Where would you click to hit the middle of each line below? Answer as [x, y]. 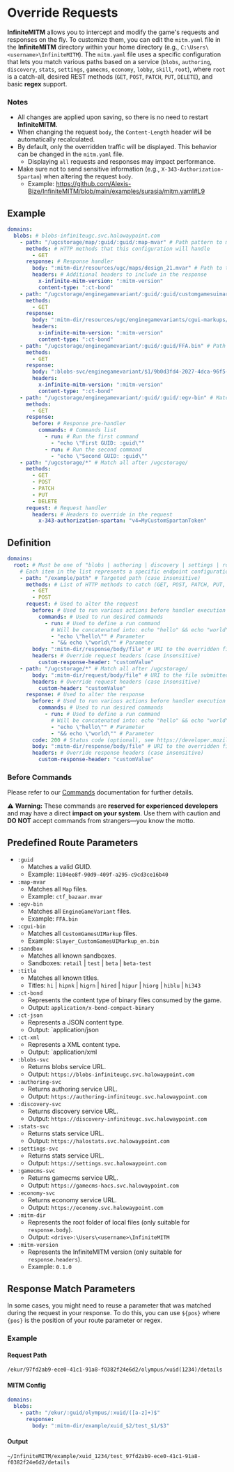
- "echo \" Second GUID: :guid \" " [100, 456]
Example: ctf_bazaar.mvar [65, 896]
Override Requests [63, 13]
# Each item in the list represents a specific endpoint [104, 572]
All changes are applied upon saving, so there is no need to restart [112, 117]
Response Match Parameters [71, 1288]
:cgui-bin [32, 927]
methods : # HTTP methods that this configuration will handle [118, 249]
